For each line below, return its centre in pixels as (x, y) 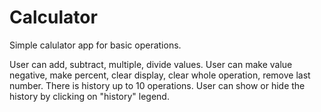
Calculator (53, 17)
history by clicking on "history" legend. (89, 96)
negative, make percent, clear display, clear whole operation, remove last (160, 75)
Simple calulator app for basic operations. (95, 45)
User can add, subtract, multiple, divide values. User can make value (151, 64)
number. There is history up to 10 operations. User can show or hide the (157, 85)
